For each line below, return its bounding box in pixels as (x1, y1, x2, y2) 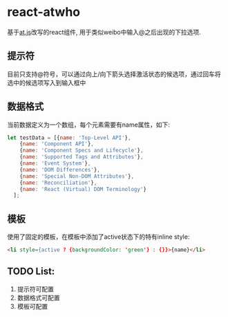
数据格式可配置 (17, 293, 60, 302)
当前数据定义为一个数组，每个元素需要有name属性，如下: (7, 120, 171, 129)
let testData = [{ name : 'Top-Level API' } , (7, 134, 131, 141)
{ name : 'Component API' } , (19, 141, 95, 147)
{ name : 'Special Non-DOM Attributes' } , (19, 172, 135, 180)
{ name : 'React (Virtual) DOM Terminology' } (19, 185, 147, 192)
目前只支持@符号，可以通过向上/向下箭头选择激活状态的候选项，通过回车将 (7, 70, 221, 78)
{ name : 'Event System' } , (19, 160, 91, 167)
